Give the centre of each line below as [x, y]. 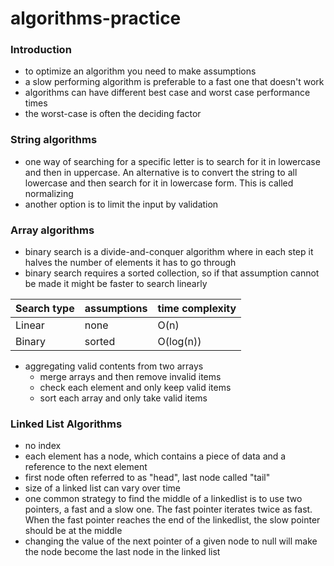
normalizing [49, 193]
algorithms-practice [96, 18]
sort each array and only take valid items [123, 398]
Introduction [41, 50]
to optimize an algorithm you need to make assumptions [140, 71]
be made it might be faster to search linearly [116, 284]
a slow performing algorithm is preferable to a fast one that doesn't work [174, 82]
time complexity [197, 309]
